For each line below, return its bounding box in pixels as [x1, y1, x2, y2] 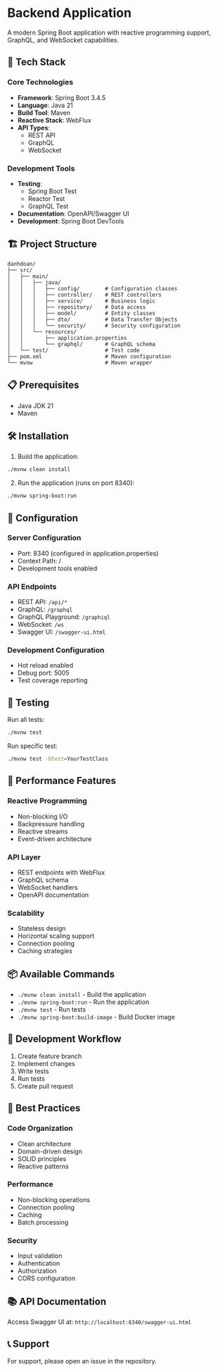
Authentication [17, 1259, 60, 1268]
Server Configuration [7, 533, 82, 543]
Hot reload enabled [17, 661, 74, 670]
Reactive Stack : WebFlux [17, 116, 91, 124]
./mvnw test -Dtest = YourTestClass [7, 756, 109, 763]
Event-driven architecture [17, 834, 92, 843]
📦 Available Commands [7, 968, 115, 980]
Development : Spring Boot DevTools [17, 216, 124, 225]
